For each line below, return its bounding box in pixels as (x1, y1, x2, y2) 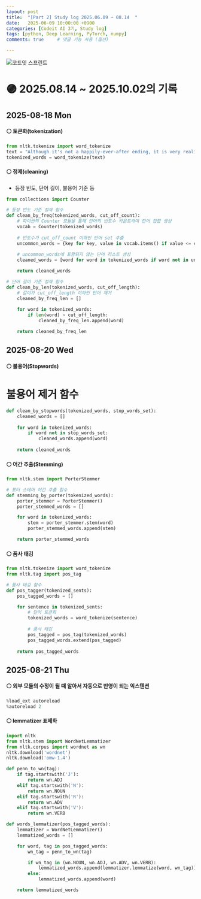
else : (28, 871, 42, 877)
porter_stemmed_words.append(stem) (28, 525, 117, 532)
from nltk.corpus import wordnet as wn (6, 744, 106, 750)
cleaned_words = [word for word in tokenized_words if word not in (17, 257, 188, 264)
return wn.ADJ (28, 777, 63, 783)
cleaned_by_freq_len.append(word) (38, 318, 124, 324)
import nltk (6, 732, 36, 738)
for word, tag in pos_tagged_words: (17, 843, 109, 849)
